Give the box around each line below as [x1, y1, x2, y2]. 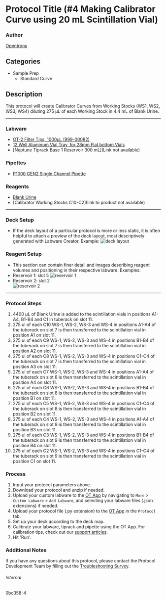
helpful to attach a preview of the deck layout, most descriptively [12, 233, 145, 239]
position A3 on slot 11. [12, 364, 57, 369]
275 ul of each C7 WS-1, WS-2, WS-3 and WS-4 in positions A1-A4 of [12, 369, 154, 374]
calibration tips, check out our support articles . [12, 529, 108, 535]
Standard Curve [20, 76, 53, 82]
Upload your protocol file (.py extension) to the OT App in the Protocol [12, 508, 156, 514]
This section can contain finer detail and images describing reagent [12, 262, 150, 268]
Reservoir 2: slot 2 [12, 277, 50, 283]
